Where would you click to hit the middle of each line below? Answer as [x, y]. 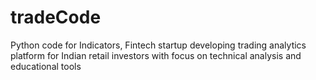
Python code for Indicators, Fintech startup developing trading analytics [158, 45]
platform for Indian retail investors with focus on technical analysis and [156, 55]
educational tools [46, 66]
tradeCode [56, 17]
